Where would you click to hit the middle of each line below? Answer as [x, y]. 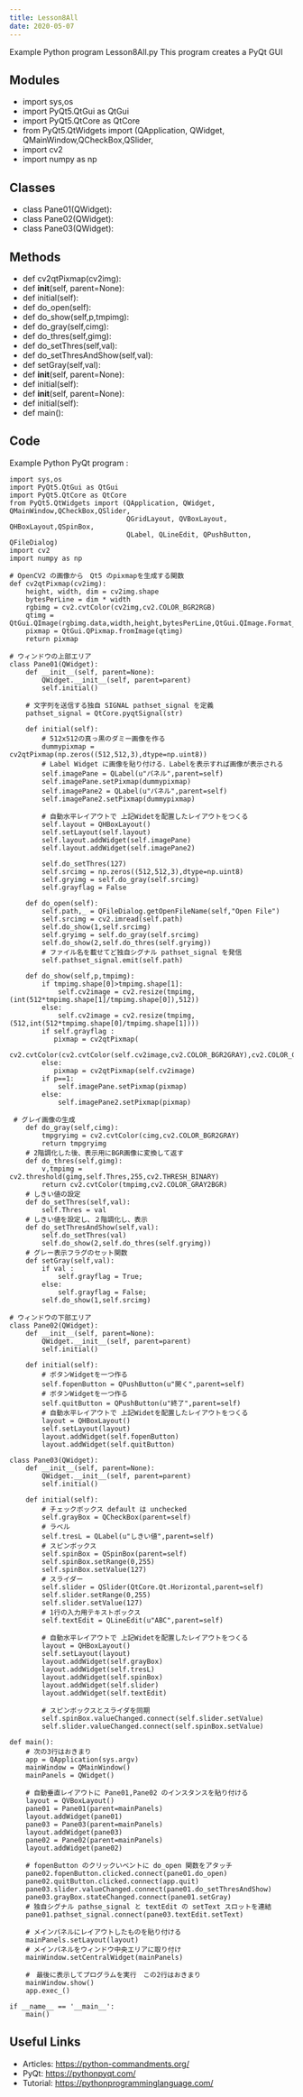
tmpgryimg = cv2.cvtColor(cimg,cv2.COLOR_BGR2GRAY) [141, 1136]
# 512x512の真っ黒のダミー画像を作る [104, 739]
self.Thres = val [74, 1209]
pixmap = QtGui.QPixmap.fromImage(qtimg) [104, 631]
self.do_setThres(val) [84, 1235]
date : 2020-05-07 [42, 26]
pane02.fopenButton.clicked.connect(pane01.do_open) [127, 1873]
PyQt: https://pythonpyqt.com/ [79, 2073]
